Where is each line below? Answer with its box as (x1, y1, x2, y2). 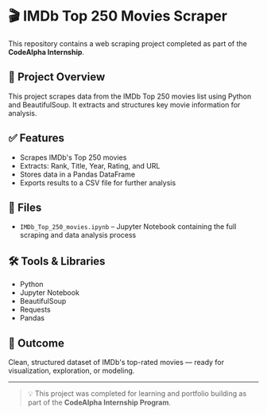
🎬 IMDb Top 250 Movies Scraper (8, 7, 228, 25)
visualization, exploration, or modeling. (8, 366, 135, 375)
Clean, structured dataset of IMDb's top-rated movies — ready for (8, 358, 225, 367)
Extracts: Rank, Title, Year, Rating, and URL (19, 161, 161, 170)
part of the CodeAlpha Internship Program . (27, 398, 172, 407)
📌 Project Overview (8, 70, 106, 84)
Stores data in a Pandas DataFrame (19, 169, 136, 179)
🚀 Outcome (8, 336, 65, 350)
